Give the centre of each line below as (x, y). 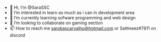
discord (17, 35)
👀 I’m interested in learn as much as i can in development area (72, 13)
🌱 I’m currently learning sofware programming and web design (72, 18)
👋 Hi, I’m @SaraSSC (30, 7)
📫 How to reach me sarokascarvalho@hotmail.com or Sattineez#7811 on (83, 28)
